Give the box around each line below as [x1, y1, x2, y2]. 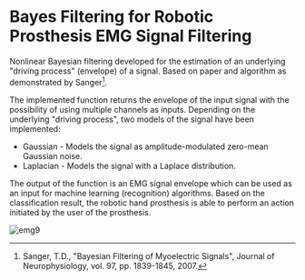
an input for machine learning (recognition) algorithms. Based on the [9, 187, 265, 198]
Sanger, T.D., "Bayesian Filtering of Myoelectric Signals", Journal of [22, 250, 275, 261]
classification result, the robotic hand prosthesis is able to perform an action [9, 197, 295, 208]
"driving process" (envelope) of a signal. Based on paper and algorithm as [9, 65, 287, 76]
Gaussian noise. [22, 150, 84, 161]
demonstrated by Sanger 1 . [9, 75, 107, 87]
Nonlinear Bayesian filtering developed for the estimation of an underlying [9, 55, 286, 66]
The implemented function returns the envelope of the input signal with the [9, 94, 290, 105]
